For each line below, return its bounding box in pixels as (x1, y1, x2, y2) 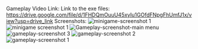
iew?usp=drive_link (6, 18, 53, 24)
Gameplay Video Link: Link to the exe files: (6, 5, 110, 12)
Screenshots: (54, 18, 87, 24)
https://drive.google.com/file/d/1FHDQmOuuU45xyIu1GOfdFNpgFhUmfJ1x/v (6, 11, 192, 18)
